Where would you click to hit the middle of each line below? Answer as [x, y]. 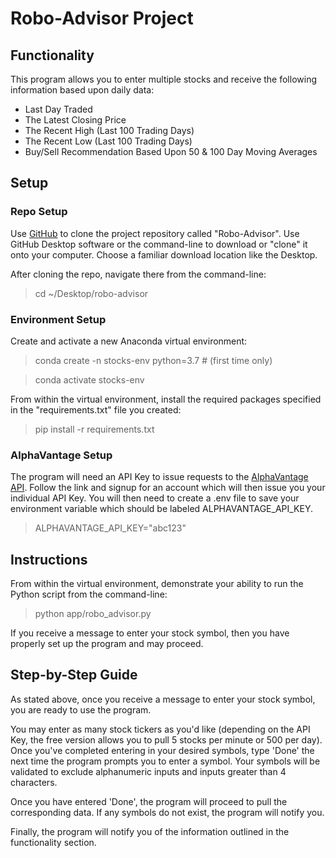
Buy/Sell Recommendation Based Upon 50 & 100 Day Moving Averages [171, 151]
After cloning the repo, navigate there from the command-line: [138, 274]
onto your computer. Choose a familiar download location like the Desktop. [164, 254]
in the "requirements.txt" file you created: [96, 409]
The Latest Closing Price [75, 120]
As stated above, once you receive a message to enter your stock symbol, [163, 699]
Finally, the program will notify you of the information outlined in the [150, 831]
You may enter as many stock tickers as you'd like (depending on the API [160, 729]
